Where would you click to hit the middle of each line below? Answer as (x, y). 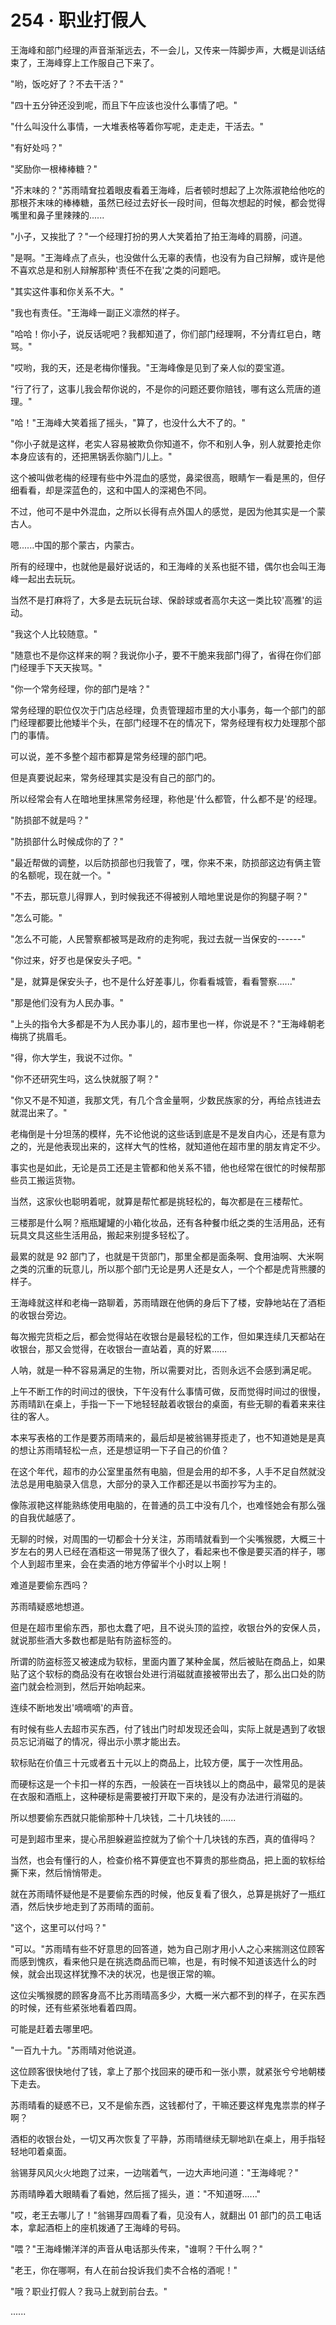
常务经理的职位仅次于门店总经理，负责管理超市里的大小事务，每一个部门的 (163, 710)
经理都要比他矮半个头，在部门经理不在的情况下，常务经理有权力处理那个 (167, 722)
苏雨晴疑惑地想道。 (50, 1606)
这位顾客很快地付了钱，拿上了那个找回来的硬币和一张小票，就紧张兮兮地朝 (163, 2071)
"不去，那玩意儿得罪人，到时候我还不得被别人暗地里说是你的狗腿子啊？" (159, 896)
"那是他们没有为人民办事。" (67, 1002)
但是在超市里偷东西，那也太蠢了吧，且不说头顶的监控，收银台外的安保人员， (168, 1627)
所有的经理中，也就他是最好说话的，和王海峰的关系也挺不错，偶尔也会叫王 (163, 566)
